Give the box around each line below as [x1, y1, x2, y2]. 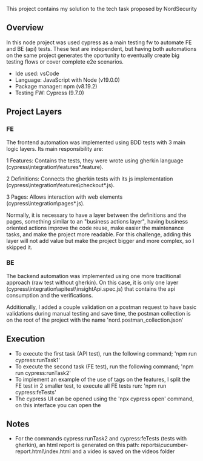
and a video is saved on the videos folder [72, 448, 175, 455]
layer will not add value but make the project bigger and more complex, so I [6, 237, 195, 244]
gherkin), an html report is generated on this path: [15, 442, 140, 449]
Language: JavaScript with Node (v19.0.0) [15, 76, 120, 84]
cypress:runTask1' [15, 356, 61, 363]
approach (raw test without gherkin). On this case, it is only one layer [6, 279, 179, 286]
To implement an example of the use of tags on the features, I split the [15, 376, 190, 383]
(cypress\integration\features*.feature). [6, 163, 104, 170]
